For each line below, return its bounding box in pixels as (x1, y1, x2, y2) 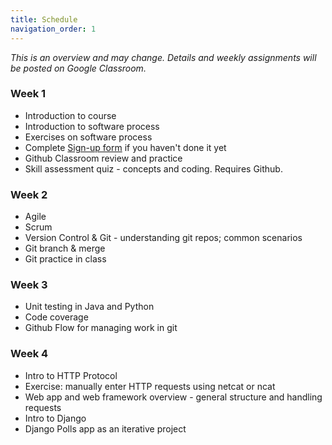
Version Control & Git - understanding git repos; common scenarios (24, 232, 303, 244)
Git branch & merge (24, 242, 106, 255)
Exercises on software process (24, 131, 153, 143)
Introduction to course (24, 109, 117, 121)
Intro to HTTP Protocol (24, 369, 118, 381)
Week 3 (10, 278, 48, 292)
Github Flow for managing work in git (24, 322, 178, 334)
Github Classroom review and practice (24, 152, 183, 164)
